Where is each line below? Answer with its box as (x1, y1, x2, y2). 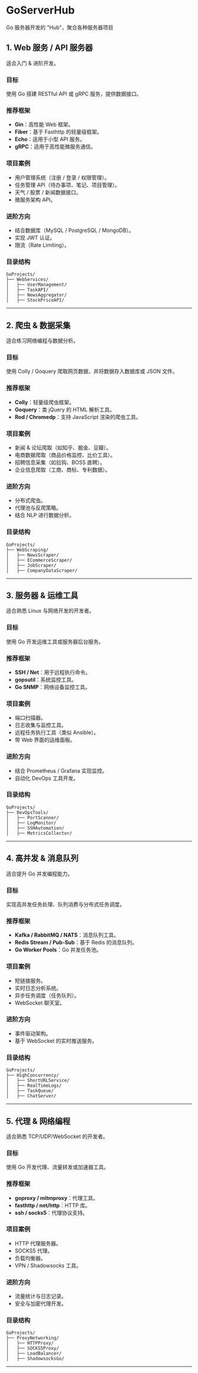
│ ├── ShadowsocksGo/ (6, 1356, 65, 1362)
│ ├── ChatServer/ (6, 1093, 57, 1099)
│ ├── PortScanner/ (6, 815, 60, 820)
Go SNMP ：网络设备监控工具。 (14, 683, 91, 691)
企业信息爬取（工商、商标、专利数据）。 (14, 466, 111, 473)
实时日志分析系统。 (14, 984, 62, 992)
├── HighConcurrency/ (6, 1073, 60, 1078)
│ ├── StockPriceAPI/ (6, 298, 65, 303)
